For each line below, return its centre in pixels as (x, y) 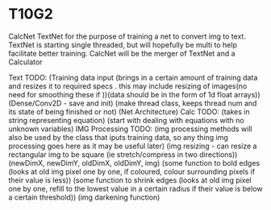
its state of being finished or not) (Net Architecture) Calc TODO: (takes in (129, 111)
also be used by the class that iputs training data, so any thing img (118, 137)
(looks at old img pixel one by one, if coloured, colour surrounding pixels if (132, 171)
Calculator (25, 62)
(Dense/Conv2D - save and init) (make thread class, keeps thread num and (133, 103)
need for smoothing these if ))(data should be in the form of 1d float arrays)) (134, 94)
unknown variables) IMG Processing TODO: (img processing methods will (130, 129)
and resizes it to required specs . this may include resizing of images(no (128, 86)
